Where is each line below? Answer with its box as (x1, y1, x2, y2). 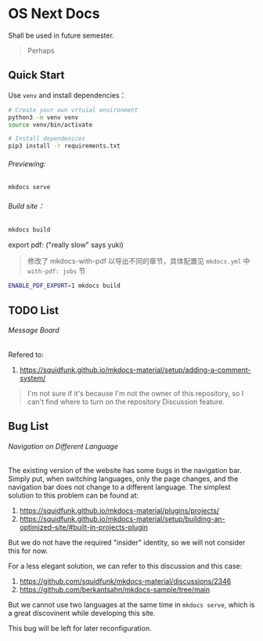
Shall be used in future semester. (8, 31, 115, 40)
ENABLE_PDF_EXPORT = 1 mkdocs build (8, 282, 121, 290)
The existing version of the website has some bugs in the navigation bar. (8, 466, 242, 475)
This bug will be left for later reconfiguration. (8, 624, 152, 633)
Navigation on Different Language (8, 441, 119, 451)
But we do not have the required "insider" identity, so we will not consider (8, 538, 246, 548)
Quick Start (8, 68, 65, 82)
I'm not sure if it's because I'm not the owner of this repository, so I (27, 388, 244, 398)
